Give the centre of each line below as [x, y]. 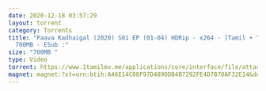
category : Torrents [40, 30]
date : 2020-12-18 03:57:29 [53, 15]
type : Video [28, 60]
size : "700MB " [33, 52]
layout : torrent [35, 23]
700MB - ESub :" [42, 45]
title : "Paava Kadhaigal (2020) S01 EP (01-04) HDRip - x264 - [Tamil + [131, 38]
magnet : [21, 74]
